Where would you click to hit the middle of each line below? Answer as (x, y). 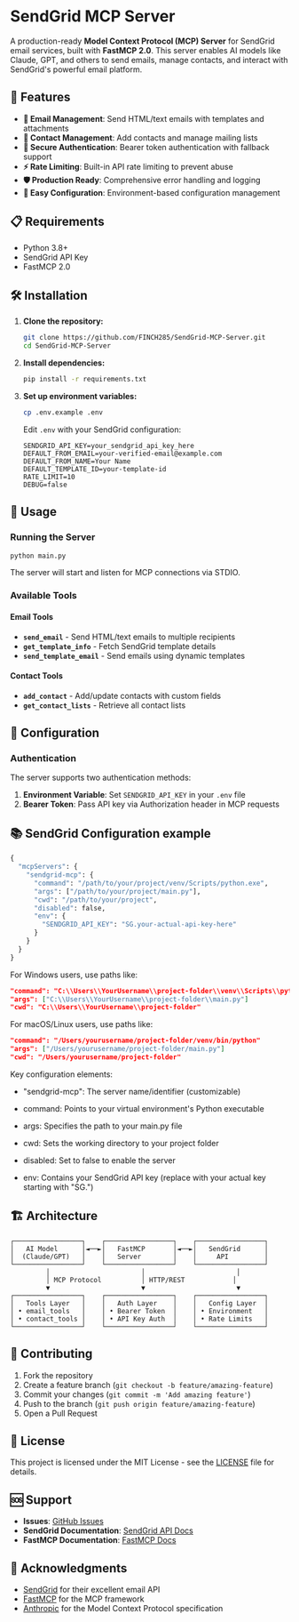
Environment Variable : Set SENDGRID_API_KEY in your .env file (134, 795)
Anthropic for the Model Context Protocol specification (123, 1608)
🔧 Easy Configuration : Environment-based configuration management (151, 192)
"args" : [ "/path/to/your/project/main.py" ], (117, 891)
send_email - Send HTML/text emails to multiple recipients (129, 637)
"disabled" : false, (69, 908)
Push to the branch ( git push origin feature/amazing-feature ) (139, 1403)
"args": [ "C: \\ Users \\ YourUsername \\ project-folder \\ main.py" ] (130, 999)
